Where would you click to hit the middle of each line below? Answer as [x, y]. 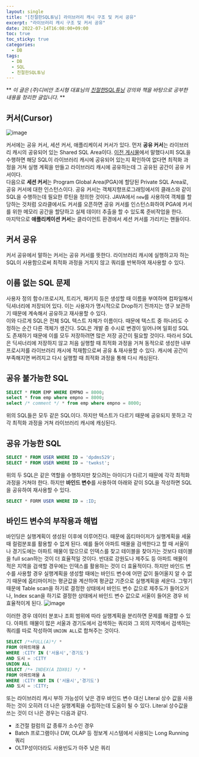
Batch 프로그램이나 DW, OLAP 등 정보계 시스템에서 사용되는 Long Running [102, 733]
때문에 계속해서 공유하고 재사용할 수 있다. [60, 313]
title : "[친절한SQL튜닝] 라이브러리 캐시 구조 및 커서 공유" [71, 17]
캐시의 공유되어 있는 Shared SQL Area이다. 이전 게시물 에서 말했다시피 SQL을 [102, 153]
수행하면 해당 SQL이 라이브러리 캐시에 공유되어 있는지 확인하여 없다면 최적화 [94, 160]
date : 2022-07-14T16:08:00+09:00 [47, 28]
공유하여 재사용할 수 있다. [41, 490]
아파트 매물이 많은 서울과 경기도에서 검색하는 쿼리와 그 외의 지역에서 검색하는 [102, 623]
